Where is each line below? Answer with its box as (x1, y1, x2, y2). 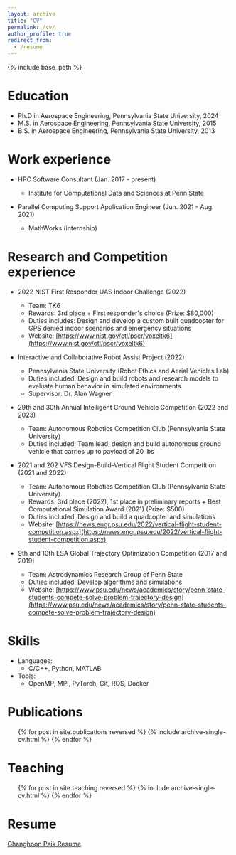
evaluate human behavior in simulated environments (28, 381, 181, 390)
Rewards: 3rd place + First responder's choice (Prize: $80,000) (28, 309, 215, 317)
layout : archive (7, 10, 55, 18)
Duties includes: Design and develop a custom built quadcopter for (28, 316, 225, 324)
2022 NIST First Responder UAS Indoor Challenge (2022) (17, 287, 186, 296)
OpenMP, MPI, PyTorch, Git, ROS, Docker (28, 679, 149, 687)
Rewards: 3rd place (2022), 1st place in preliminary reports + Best (28, 497, 222, 506)
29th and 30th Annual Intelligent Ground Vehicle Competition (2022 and (17, 403, 229, 411)
